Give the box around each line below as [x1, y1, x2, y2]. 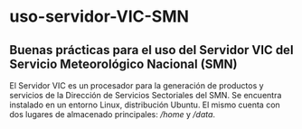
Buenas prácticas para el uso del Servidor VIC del [9, 42, 294, 58]
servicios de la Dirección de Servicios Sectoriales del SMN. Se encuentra [9, 90, 282, 100]
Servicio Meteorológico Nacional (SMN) [9, 56, 238, 71]
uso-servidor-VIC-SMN [9, 6, 190, 27]
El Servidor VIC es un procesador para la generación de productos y [9, 80, 264, 91]
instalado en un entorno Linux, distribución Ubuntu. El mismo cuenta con [9, 99, 280, 110]
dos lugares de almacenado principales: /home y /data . [9, 109, 215, 119]
